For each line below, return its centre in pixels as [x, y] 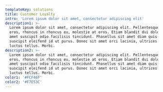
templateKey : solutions [29, 9]
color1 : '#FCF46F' [24, 77]
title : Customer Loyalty [30, 14]
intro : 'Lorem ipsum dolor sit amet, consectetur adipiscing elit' [75, 18]
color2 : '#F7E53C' [24, 82]
